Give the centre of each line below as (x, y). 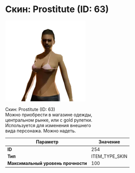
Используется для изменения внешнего (48, 125)
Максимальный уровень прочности (47, 163)
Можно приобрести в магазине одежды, (49, 114)
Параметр (47, 142)
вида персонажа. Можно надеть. (41, 131)
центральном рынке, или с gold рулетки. (49, 120)
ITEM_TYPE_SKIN (109, 156)
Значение (109, 142)
